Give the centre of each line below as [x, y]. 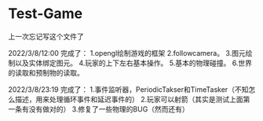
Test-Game [46, 14]
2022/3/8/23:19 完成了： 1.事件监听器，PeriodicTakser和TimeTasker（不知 [128, 89]
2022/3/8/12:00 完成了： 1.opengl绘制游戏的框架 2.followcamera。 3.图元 [127, 53]
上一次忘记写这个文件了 [46, 36]
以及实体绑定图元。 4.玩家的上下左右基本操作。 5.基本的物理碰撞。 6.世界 [133, 63]
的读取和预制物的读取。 [46, 72]
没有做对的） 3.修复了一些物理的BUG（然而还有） [109, 109]
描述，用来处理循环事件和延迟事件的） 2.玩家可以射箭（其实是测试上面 [129, 99]
